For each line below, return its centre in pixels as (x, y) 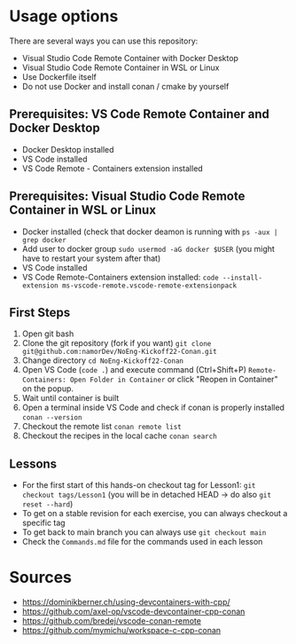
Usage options (64, 16)
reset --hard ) (47, 504)
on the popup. (47, 389)
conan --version (52, 418)
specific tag (43, 523)
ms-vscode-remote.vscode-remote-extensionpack (149, 286)
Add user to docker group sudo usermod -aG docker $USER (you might (148, 248)
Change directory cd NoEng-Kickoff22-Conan (103, 360)
